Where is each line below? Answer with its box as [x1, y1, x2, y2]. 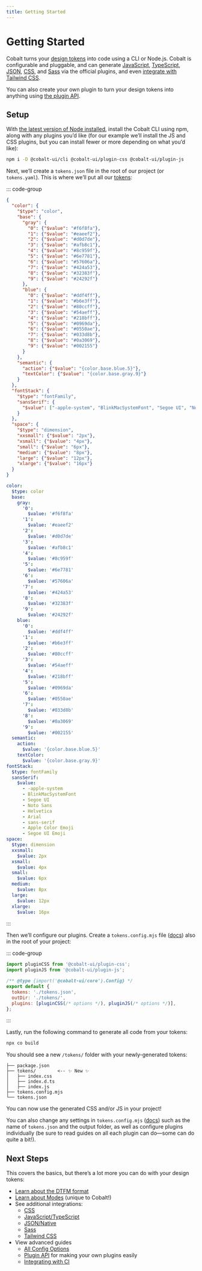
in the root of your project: [6, 938, 72, 945]
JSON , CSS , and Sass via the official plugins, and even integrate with [6, 68, 177, 75]
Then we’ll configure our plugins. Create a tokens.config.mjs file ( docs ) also [6, 931, 195, 939]
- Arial [22, 814, 42, 820]
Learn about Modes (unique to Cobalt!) [14, 1194, 112, 1201]
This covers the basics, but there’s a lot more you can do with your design [6, 1170, 189, 1177]
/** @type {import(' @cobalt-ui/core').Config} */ [6, 978, 133, 984]
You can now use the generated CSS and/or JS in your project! [6, 1105, 162, 1112]
